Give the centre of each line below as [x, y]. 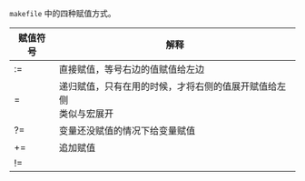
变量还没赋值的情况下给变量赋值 [127, 131]
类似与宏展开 [86, 114]
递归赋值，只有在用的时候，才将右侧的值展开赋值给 [168, 86]
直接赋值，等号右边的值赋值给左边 [132, 69]
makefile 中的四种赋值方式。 [63, 13]
